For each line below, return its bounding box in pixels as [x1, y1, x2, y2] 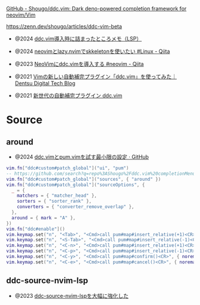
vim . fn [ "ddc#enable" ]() [6, 226, 65, 232]
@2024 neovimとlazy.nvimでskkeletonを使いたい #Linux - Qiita [14, 48, 170, 55]
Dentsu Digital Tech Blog [14, 80, 76, 87]
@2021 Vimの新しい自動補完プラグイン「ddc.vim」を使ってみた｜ [14, 73, 177, 80]
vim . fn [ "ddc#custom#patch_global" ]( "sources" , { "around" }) [6, 176, 161, 182]
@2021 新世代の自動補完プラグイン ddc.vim [14, 92, 123, 99]
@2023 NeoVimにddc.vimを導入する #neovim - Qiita [14, 61, 144, 67]
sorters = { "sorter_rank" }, [17, 199, 92, 205]
